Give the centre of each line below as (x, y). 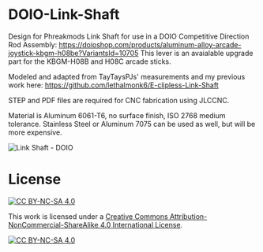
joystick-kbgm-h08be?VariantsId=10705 (73, 53)
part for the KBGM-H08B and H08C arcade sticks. (90, 61)
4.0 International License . (141, 224)
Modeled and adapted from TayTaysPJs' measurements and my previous (127, 76)
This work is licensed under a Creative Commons (88, 216)
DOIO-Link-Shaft (64, 15)
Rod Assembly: (33, 44)
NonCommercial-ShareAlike (53, 224)
